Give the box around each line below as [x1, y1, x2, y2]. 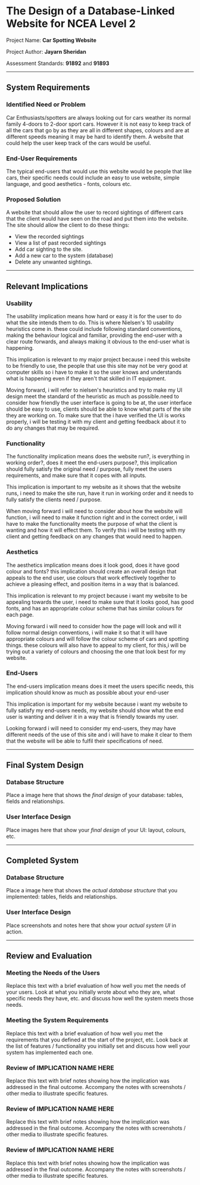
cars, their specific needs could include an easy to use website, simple [6, 174, 180, 181]
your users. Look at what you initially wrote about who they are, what [6, 988, 176, 996]
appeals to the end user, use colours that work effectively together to [6, 574, 176, 581]
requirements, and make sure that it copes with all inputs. [6, 472, 147, 479]
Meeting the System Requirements [6, 1016, 109, 1025]
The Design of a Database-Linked [6, 4, 175, 18]
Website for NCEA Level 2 [6, 17, 136, 30]
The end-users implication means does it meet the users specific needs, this [6, 683, 194, 690]
